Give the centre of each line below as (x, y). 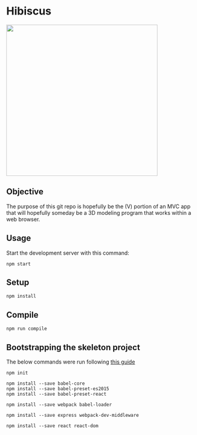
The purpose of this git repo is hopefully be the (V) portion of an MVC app (98, 206)
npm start (19, 264)
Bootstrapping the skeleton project (73, 347)
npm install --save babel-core (46, 384)
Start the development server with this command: (68, 253)
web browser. (23, 219)
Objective (25, 192)
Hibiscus (29, 11)
